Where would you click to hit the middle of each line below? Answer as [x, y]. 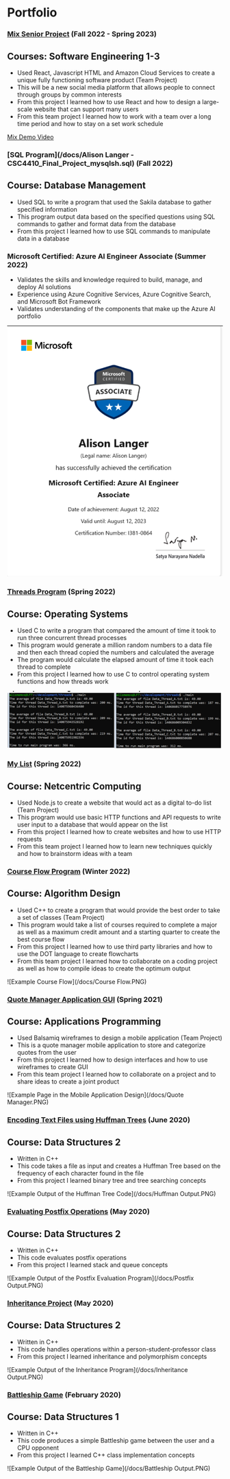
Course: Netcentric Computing [74, 786]
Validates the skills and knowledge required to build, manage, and [110, 280]
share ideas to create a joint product [68, 1081]
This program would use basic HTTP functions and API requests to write [119, 817]
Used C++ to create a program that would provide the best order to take [118, 910]
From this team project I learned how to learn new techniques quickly [114, 846]
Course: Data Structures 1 [63, 1417]
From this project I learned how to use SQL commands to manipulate [114, 231]
